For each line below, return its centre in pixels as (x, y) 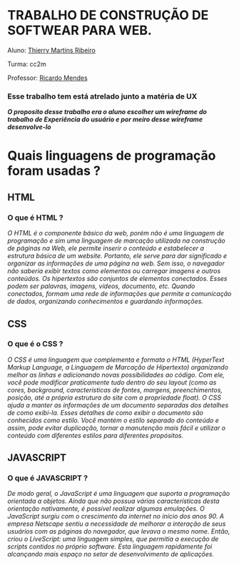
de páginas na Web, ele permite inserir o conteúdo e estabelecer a (106, 248)
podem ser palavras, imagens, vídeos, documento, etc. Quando (101, 286)
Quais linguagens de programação (112, 156)
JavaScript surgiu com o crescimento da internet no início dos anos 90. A (116, 516)
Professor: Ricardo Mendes (47, 78)
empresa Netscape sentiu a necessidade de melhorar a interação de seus (117, 524)
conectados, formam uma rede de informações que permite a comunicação (119, 294)
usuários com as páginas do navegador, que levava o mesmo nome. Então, (119, 531)
